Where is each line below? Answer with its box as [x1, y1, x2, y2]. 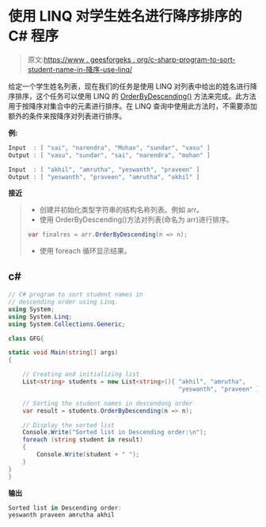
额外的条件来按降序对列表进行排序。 [8, 111, 127, 120]
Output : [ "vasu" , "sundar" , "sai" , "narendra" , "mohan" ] [8, 151, 211, 159]
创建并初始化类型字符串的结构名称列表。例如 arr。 [39, 205, 204, 215]
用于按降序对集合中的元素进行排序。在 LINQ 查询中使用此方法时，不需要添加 [8, 101, 257, 111]
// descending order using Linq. [8, 298, 119, 306]
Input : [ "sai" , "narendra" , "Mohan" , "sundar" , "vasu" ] [8, 143, 211, 151]
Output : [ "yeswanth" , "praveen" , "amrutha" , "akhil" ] [8, 173, 200, 181]
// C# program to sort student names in [8, 291, 144, 299]
